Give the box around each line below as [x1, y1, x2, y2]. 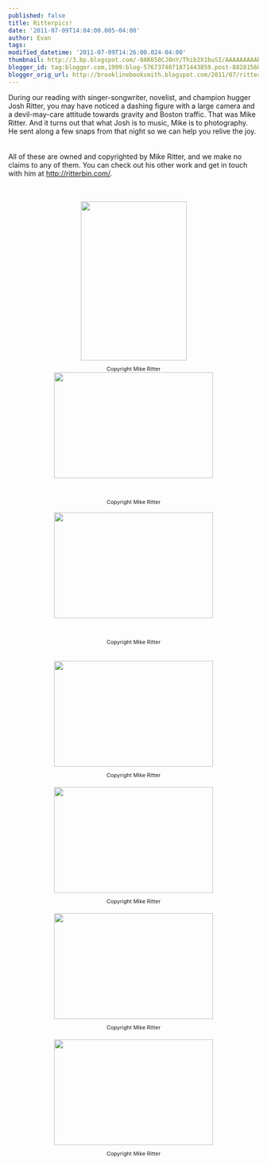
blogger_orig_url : [8, 71, 69, 79]
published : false [8, 11, 66, 20]
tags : [8, 41, 26, 49]
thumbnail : [8, 56, 44, 64]
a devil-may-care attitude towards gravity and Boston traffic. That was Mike [8, 109, 256, 119]
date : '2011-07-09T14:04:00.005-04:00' [8, 26, 141, 34]
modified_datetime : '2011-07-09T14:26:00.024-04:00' [8, 48, 187, 56]
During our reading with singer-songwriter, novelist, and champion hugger [8, 92, 251, 102]
